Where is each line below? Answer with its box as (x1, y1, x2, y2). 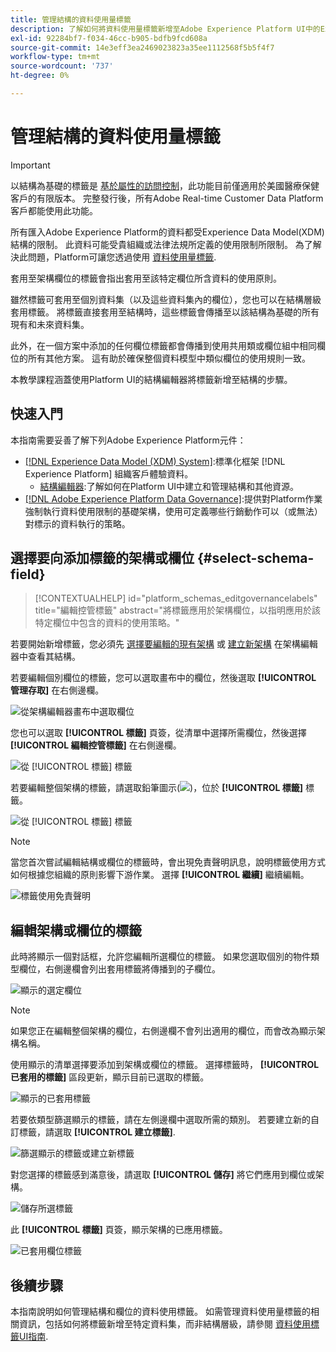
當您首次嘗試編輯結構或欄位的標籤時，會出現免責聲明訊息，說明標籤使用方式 (10, 856, 326, 868)
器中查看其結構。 (10, 651, 81, 663)
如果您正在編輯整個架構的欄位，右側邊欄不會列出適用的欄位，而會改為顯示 (10, 1025, 317, 1037)
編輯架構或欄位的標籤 (10, 922, 142, 939)
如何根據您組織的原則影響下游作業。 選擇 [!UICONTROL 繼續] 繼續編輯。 (10, 869, 310, 881)
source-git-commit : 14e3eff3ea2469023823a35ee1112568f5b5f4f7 (10, 42, 275, 53)
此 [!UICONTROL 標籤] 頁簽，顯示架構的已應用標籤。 (10, 1224, 228, 1236)
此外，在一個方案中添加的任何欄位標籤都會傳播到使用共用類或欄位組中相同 (10, 339, 317, 351)
